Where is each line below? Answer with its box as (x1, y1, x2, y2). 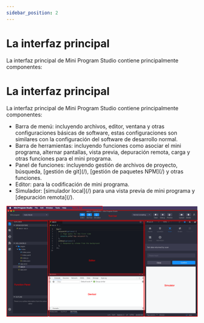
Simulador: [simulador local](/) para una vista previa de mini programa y (15, 187, 195, 194)
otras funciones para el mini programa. (15, 155, 112, 162)
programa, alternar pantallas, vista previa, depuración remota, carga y (15, 148, 190, 156)
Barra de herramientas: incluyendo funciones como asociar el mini (15, 142, 182, 149)
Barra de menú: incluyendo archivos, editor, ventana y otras (15, 122, 165, 130)
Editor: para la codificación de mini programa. (15, 181, 129, 188)
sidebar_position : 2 (6, 10, 59, 16)
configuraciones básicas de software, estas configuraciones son (15, 129, 177, 136)
